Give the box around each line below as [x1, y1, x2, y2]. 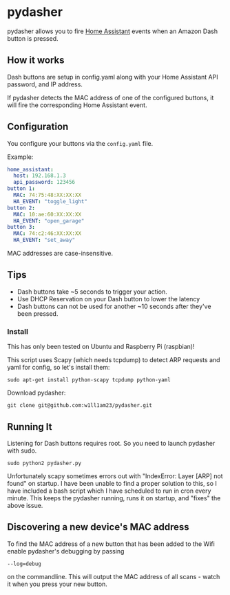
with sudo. [7, 446, 37, 455]
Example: [7, 153, 34, 161]
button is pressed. [7, 34, 59, 42]
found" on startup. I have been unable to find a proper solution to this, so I [7, 479, 217, 487]
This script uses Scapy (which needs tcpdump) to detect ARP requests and [7, 356, 220, 364]
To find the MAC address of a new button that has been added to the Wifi [7, 540, 215, 548]
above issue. [7, 501, 43, 509]
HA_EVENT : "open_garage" [13, 217, 85, 225]
